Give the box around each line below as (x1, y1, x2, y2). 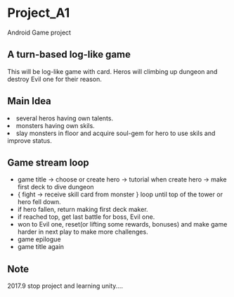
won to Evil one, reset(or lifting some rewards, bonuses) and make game (17, 220, 228, 229)
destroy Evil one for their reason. (7, 75, 102, 83)
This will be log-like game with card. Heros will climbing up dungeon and (7, 67, 218, 75)
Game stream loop (7, 156, 89, 168)
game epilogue (17, 235, 61, 244)
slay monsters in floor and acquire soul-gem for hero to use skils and (16, 129, 216, 137)
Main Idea (7, 95, 51, 107)
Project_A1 (7, 5, 70, 21)
